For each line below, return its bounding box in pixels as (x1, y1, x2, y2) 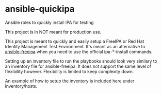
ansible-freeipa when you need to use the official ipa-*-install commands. (5, 49, 153, 55)
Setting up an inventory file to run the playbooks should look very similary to (5, 58, 158, 64)
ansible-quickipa (5, 3, 75, 15)
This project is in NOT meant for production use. (5, 29, 102, 35)
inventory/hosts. (5, 83, 37, 89)
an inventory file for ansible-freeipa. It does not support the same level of (5, 63, 151, 69)
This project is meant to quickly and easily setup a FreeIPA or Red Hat (5, 38, 144, 44)
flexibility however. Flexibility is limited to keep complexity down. (5, 68, 134, 74)
